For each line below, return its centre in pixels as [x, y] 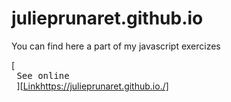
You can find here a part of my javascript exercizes [116, 46]
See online [43, 75]
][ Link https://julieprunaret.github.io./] [92, 86]
